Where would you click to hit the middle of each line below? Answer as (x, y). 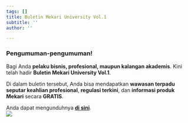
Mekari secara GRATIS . (35, 96)
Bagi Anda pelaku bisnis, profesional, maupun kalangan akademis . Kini (94, 66)
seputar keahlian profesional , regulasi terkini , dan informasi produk (90, 90)
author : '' (19, 28)
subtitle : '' (22, 22)
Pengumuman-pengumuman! (50, 53)
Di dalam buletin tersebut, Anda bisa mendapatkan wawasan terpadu (90, 84)
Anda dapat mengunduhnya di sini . (49, 107)
